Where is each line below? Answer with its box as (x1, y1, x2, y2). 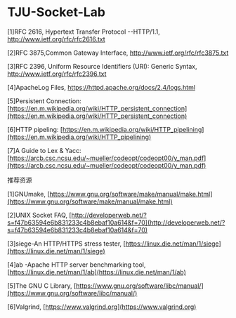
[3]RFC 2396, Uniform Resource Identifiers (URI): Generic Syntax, (7, 62, 197, 70)
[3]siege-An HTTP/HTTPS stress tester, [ (7, 239, 126, 248)
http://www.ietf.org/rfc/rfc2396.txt (7, 69, 107, 78)
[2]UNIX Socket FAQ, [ (7, 211, 72, 219)
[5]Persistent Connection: (7, 96, 82, 105)
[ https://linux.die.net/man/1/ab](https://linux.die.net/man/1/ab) (7, 267, 186, 276)
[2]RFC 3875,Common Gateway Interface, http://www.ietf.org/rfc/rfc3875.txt (7, 48, 229, 57)
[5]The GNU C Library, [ (7, 281, 77, 290)
